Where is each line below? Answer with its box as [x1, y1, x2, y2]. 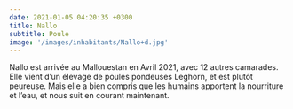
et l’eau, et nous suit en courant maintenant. [9, 90, 170, 101]
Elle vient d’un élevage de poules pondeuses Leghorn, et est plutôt [9, 72, 253, 82]
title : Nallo [9, 21, 58, 30]
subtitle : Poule [9, 29, 69, 38]
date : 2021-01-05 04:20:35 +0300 [9, 12, 133, 22]
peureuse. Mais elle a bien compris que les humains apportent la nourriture [9, 81, 284, 91]
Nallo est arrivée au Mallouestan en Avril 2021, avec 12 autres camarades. [9, 62, 279, 73]
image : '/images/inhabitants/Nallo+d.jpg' [9, 37, 169, 47]
